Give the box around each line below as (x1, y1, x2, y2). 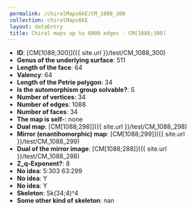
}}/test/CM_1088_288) (16, 152, 80, 161)
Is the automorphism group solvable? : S (16, 86, 135, 94)
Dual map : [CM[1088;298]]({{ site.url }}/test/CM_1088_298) (16, 122, 188, 131)
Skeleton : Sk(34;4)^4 (16, 189, 79, 197)
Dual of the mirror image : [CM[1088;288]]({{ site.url (16, 145, 167, 153)
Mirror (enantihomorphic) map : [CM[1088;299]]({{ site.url (16, 130, 186, 138)
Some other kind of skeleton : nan (16, 196, 114, 205)
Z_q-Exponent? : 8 (16, 159, 70, 168)
